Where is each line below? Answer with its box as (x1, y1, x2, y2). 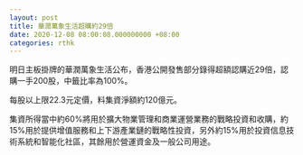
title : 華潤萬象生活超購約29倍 (9, 22, 114, 31)
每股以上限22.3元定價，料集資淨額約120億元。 (9, 95, 183, 105)
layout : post (9, 13, 59, 23)
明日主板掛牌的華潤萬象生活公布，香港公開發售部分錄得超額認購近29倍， (9, 64, 281, 75)
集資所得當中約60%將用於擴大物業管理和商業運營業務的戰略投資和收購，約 (9, 114, 289, 124)
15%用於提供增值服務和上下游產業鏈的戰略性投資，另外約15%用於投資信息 (9, 125, 287, 136)
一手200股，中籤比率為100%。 (16, 76, 133, 87)
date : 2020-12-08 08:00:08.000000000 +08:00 (9, 30, 180, 39)
